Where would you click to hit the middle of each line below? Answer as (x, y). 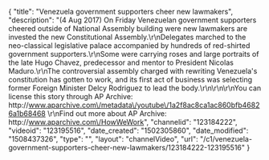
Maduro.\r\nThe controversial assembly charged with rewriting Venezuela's (133, 71)
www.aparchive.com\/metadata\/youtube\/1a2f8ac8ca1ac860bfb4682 (144, 105)
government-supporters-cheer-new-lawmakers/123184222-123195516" (127, 148)
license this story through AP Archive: (71, 96)
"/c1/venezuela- (226, 139)
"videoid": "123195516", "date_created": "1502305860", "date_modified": (128, 130)
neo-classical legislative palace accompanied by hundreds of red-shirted (129, 46)
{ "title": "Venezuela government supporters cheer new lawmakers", (121, 12)
